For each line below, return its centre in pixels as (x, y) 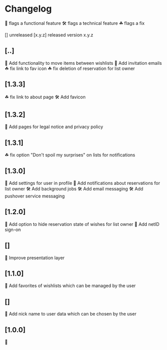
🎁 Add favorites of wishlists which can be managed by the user (70, 286)
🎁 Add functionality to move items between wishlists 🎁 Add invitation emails (83, 63)
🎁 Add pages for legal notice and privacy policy (54, 127)
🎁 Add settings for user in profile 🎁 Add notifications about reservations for (82, 183)
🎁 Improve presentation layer (35, 258)
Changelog (28, 9)
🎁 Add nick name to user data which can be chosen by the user (71, 314)
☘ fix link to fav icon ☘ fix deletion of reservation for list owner (70, 68)
